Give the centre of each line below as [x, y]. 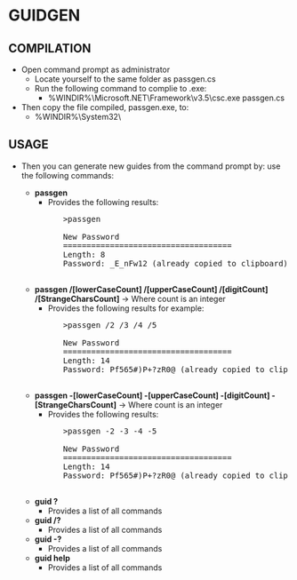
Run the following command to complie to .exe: [120, 88]
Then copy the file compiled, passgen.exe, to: [105, 107]
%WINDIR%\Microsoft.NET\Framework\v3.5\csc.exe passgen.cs [166, 98]
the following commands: [68, 175]
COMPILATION [50, 48]
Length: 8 [84, 254]
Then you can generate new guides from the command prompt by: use [151, 166]
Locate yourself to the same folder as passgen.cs [125, 79]
